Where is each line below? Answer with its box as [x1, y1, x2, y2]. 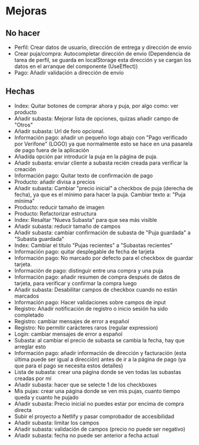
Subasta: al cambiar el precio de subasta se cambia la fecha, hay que [14, 336, 185, 344]
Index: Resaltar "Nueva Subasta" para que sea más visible [14, 216, 157, 223]
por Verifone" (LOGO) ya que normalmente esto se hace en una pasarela [14, 140, 193, 147]
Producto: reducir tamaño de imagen [14, 203, 105, 211]
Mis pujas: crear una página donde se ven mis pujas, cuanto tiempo [14, 387, 181, 394]
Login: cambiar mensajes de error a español [14, 330, 123, 338]
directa [14, 406, 32, 413]
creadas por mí [14, 375, 52, 382]
